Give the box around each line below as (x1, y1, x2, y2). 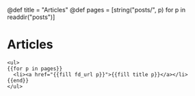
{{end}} (7, 77, 29, 84)
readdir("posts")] (7, 13, 55, 21)
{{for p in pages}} (7, 65, 63, 72)
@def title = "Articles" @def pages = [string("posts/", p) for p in (7, 6, 186, 14)
